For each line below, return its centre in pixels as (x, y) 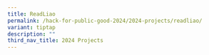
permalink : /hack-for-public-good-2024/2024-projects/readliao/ (105, 21)
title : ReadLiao (31, 14)
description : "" (31, 34)
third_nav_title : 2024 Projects (55, 41)
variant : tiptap (31, 27)
